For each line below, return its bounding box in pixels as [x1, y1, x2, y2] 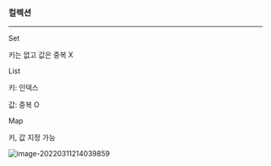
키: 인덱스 [8, 83, 39, 93]
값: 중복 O [8, 100, 40, 110]
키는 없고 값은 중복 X [8, 50, 74, 60]
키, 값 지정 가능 [8, 133, 56, 143]
